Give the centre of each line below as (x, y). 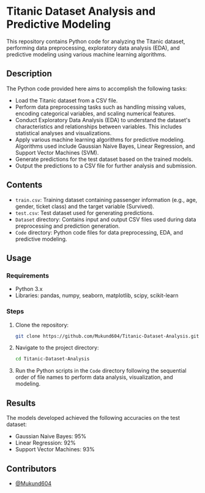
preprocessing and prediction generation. (68, 226)
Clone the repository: (42, 325)
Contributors (32, 469)
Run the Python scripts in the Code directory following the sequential (101, 371)
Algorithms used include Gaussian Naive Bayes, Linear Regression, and (105, 146)
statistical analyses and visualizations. (63, 133)
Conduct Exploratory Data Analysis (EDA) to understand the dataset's (103, 120)
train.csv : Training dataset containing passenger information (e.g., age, (106, 200)
